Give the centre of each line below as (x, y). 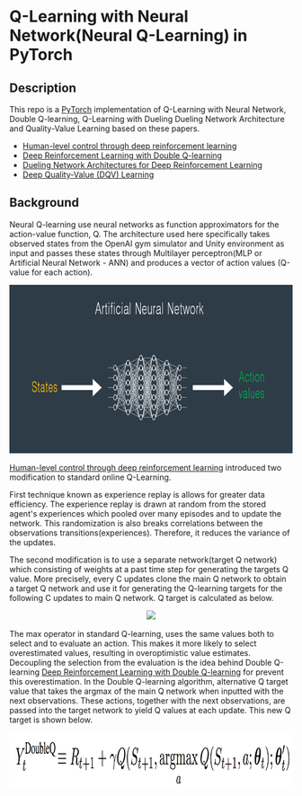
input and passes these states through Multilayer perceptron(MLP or (136, 252)
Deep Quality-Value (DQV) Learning (88, 174)
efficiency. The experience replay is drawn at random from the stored (138, 504)
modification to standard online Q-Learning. (90, 477)
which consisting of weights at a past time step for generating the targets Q (149, 569)
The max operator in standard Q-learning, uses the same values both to (142, 633)
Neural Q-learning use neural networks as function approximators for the (144, 224)
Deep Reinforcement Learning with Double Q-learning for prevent (163, 672)
